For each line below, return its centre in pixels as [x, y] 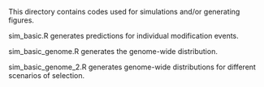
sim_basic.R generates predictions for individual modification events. [124, 36]
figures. [22, 20]
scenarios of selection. [47, 75]
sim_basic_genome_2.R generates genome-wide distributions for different [132, 67]
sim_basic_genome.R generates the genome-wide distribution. [113, 51]
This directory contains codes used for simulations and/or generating [124, 12]
